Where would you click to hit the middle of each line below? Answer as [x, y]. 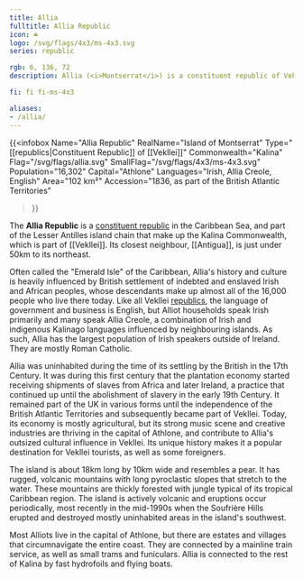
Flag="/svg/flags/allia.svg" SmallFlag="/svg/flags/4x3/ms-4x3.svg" [135, 161]
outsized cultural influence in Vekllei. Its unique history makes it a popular [146, 442]
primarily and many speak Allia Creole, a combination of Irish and [130, 319]
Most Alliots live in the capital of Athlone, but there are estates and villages [148, 535]
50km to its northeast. [50, 254]
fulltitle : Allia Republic [60, 26]
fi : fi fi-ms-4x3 [42, 92]
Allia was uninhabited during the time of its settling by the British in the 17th [149, 365]
